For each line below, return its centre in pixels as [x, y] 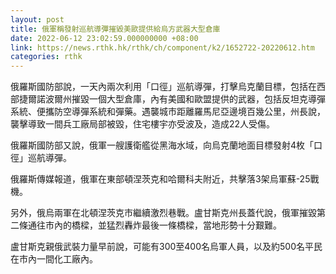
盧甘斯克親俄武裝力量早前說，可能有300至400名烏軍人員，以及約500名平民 [166, 247]
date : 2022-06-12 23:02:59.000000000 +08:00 [104, 38]
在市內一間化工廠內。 [54, 259]
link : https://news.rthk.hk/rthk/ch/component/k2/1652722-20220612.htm [162, 47]
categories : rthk [46, 57]
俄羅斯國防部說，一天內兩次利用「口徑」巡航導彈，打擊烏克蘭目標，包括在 [163, 87]
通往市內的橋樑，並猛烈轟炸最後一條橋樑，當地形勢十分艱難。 [154, 225]
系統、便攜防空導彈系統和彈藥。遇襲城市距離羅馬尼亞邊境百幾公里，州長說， [168, 112]
